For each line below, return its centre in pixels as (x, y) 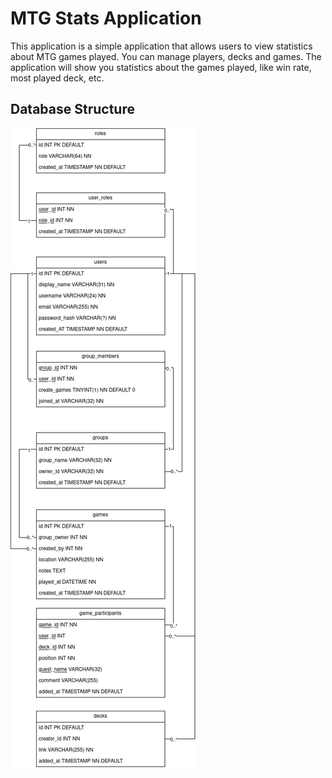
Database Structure (72, 109)
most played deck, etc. (57, 78)
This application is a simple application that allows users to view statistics (161, 46)
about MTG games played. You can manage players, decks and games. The (166, 56)
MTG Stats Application (106, 18)
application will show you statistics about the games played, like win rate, (161, 67)
